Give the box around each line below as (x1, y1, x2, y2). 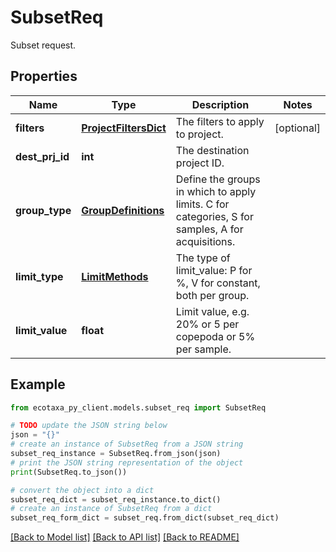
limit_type (15, 269, 64, 283)
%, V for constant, (175, 276, 261, 290)
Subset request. (10, 39, 77, 51)
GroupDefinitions (81, 203, 165, 217)
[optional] (274, 121, 321, 135)
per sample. (175, 342, 232, 356)
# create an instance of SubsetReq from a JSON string (10, 439, 244, 450)
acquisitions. (175, 234, 236, 248)
